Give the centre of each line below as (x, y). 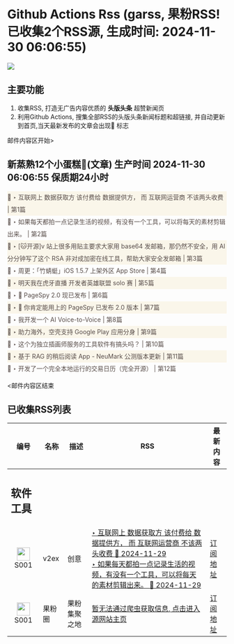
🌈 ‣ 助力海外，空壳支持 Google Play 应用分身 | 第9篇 (82, 331)
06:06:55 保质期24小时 (58, 178)
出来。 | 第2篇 (27, 234)
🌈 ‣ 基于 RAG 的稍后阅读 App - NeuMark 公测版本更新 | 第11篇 (96, 356)
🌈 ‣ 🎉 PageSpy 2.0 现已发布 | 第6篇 (57, 295)
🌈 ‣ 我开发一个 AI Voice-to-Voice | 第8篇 (65, 320)
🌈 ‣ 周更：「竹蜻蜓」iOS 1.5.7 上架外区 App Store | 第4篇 (87, 271)
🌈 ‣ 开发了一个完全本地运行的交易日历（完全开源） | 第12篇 (92, 368)
